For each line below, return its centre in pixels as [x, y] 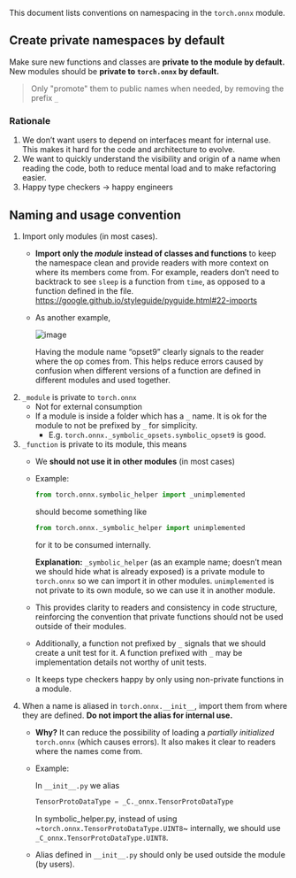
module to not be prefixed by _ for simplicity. [117, 425]
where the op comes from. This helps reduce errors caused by [149, 361]
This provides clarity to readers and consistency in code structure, [156, 607]
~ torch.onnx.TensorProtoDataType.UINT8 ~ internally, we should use [158, 828]
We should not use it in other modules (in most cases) [135, 461]
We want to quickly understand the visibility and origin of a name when [151, 159]
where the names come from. [89, 751]
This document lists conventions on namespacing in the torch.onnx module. [147, 13]
